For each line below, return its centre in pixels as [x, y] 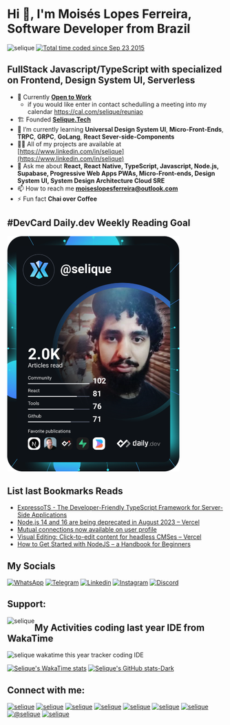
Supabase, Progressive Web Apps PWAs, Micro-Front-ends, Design [116, 173]
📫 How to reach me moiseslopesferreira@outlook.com [97, 188]
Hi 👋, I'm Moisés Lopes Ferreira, [99, 14]
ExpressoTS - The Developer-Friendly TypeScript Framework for [108, 508]
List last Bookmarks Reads [65, 491]
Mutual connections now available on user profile [87, 530]
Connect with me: [46, 690]
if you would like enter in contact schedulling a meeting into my [117, 104]
